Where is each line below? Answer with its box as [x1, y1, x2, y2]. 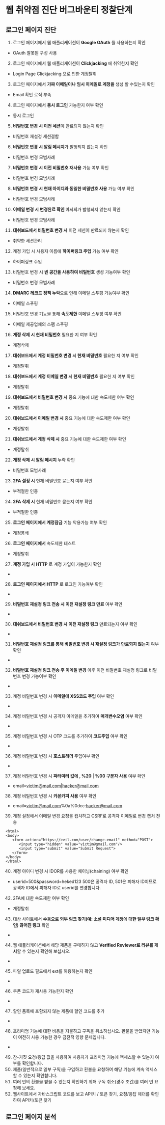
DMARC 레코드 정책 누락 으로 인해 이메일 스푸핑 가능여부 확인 [12, 290, 130, 296]
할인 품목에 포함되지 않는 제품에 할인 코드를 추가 [12, 1008, 105, 1014]
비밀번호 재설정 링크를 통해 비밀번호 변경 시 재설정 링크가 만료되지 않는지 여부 [12, 641, 159, 647]
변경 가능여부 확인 [22, 673, 56, 679]
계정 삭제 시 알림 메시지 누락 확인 [12, 457, 75, 463]
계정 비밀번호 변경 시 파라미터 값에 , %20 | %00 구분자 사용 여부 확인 [12, 773, 145, 779]
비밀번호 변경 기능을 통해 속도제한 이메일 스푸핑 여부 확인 [12, 311, 122, 317]
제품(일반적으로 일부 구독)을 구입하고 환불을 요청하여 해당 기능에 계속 [12, 1067, 144, 1072]
